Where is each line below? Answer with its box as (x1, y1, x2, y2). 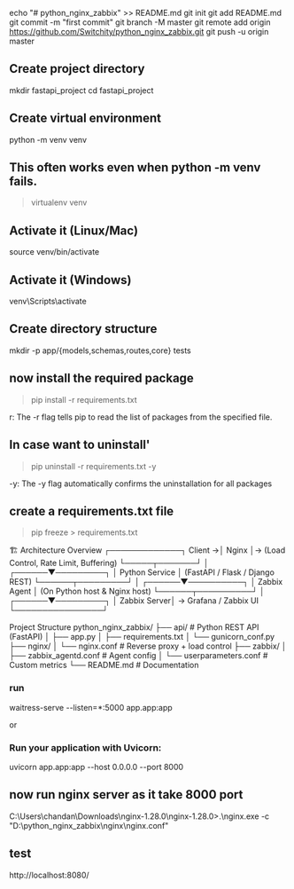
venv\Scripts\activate (9, 296, 87, 307)
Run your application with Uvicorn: (9, 741, 162, 753)
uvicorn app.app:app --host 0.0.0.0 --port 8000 (9, 761, 184, 772)
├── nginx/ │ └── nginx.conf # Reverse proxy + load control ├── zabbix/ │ (9, 641, 288, 651)
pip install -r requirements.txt (30, 394, 137, 405)
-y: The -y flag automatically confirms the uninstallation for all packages (9, 478, 273, 489)
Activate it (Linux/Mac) (9, 223, 139, 238)
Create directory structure (9, 321, 158, 336)
